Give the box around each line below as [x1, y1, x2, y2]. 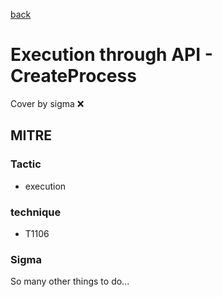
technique [10, 205, 62, 219]
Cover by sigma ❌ [10, 97, 85, 109]
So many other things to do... [10, 275, 130, 288]
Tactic [10, 157, 42, 171]
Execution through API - [10, 44, 213, 66]
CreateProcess [10, 65, 137, 88]
